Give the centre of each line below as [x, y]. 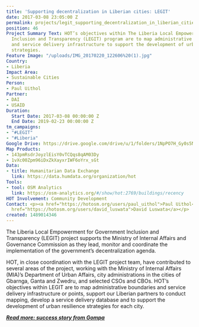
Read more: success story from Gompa [55, 318]
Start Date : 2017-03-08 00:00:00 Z [55, 116]
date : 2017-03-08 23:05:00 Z [42, 17]
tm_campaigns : [24, 127]
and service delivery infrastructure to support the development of [98, 45]
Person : [16, 83]
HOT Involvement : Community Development [57, 199]
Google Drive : [24, 143]
